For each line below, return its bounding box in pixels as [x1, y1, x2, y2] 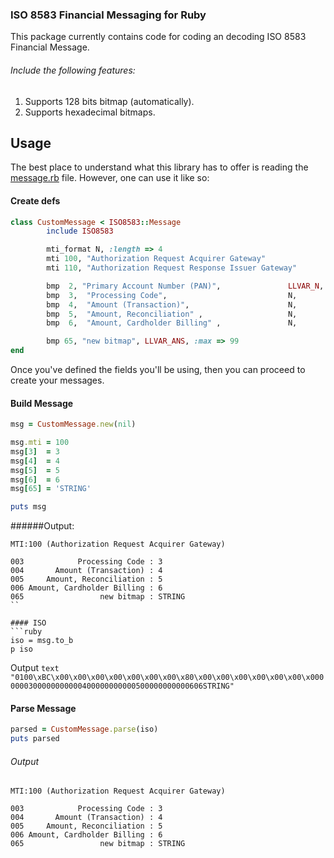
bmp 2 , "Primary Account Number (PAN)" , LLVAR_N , [46, 281, 325, 291]
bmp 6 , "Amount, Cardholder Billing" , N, [46, 318, 298, 328]
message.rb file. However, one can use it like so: [10, 172, 210, 184]
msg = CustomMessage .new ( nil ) [10, 419, 137, 430]
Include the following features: [10, 64, 136, 76]
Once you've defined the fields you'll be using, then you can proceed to [10, 364, 306, 376]
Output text [10, 662, 60, 674]
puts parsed [10, 734, 60, 744]
